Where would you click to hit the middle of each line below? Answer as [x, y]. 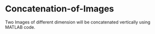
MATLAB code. [20, 27]
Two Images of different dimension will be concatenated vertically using [78, 22]
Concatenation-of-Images [60, 9]
